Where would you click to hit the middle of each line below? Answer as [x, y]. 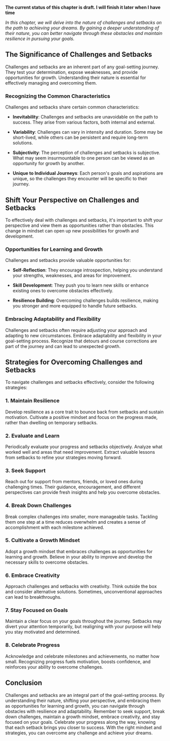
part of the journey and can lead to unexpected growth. [63, 346]
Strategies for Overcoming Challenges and [74, 362]
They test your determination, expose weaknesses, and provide [72, 72]
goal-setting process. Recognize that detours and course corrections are [81, 341]
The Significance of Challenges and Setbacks [79, 54]
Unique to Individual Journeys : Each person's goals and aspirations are [88, 173]
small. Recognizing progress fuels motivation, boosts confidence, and [78, 661]
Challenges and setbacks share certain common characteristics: [72, 107]
